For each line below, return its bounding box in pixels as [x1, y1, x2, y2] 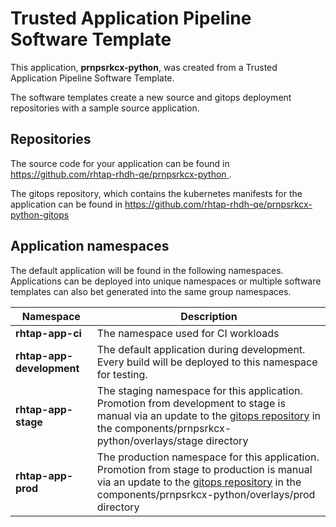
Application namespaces [10, 238, 170, 255]
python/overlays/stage [96, 433, 204, 447]
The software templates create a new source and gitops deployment [10, 91, 292, 103]
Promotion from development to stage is [96, 396, 286, 410]
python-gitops [10, 208, 70, 221]
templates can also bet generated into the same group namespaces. [10, 285, 292, 297]
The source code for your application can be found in [10, 157, 230, 169]
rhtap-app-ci [15, 326, 82, 340]
